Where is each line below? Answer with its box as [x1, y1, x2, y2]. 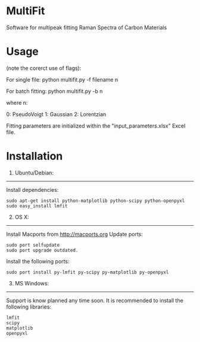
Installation [6, 150, 63, 163]
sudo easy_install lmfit [6, 203, 68, 209]
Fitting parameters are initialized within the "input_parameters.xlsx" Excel [6, 122, 186, 129]
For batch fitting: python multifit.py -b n [6, 88, 103, 95]
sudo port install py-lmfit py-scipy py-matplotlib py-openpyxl [6, 269, 169, 275]
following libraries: [6, 303, 52, 310]
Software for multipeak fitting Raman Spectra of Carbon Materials [6, 24, 167, 31]
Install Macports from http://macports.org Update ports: [6, 231, 143, 238]
